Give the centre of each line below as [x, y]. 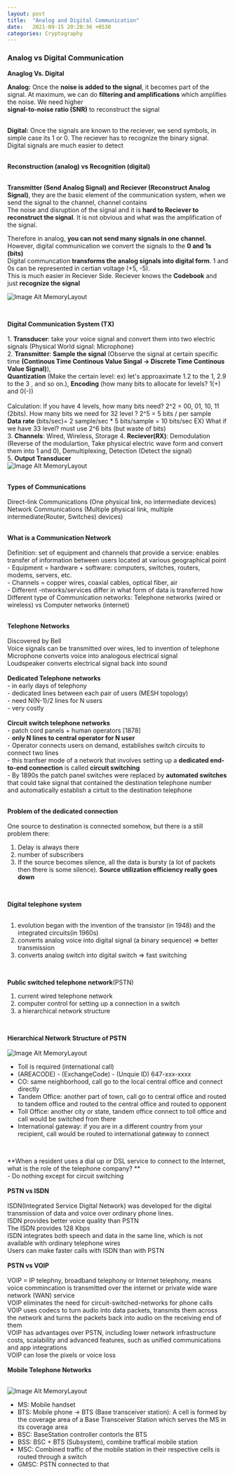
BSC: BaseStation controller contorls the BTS [82, 1434]
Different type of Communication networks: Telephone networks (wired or [114, 597]
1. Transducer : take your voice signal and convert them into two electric [111, 338]
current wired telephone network [65, 996]
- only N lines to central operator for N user [71, 737]
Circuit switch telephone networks [59, 723]
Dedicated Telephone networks [54, 678]
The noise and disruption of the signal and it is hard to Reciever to [103, 210]
